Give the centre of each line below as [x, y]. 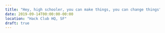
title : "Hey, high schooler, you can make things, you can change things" [83, 9]
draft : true [17, 23]
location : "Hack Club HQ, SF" [36, 18]
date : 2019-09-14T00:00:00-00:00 [39, 14]
